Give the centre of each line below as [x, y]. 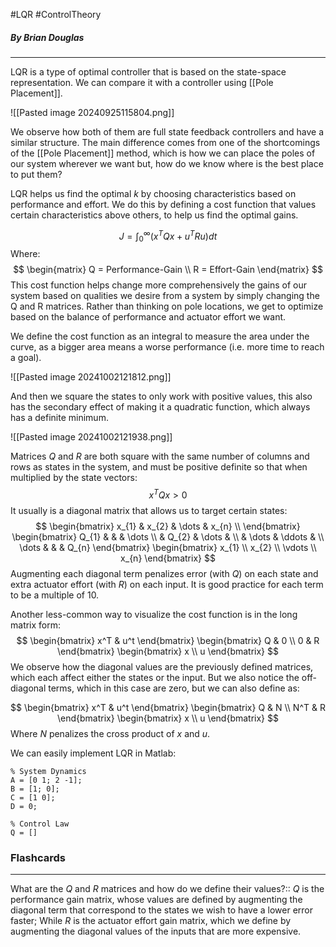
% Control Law [40, 824]
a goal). [26, 358]
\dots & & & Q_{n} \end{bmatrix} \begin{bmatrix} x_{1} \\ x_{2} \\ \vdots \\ [168, 548]
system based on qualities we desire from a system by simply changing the [165, 296]
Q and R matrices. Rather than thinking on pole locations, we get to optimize [167, 306]
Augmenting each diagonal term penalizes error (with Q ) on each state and [164, 574]
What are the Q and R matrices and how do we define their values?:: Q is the [167, 889]
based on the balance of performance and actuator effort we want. [148, 317]
